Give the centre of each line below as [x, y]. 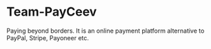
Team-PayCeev [52, 12]
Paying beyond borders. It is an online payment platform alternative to [105, 31]
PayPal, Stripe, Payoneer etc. [48, 37]
